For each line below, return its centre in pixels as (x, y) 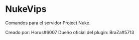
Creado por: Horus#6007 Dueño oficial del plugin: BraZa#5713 (70, 32)
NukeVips (26, 9)
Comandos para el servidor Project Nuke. (48, 23)
